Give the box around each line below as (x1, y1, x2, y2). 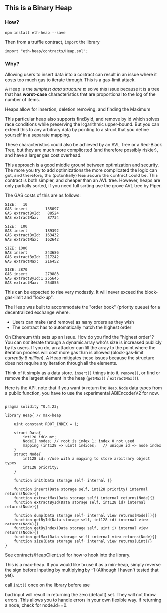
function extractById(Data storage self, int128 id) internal (14, 500, 146, 505)
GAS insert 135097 (5, 206, 59, 211)
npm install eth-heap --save (5, 30, 66, 35)
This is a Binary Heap (5, 4, 72, 12)
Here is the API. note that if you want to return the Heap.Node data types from (5, 385, 162, 391)
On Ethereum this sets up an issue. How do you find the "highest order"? (5, 334, 154, 340)
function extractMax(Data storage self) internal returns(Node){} (14, 495, 155, 500)
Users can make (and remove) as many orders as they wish (12, 319, 134, 325)
